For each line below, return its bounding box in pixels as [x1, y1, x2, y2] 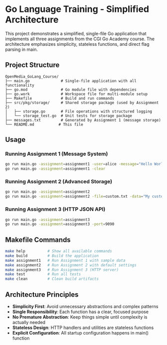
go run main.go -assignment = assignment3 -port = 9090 [5, 222, 114, 227]
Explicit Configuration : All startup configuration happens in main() [12, 330, 149, 336]
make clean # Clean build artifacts [5, 276, 99, 282]
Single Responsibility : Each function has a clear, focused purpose [12, 309, 149, 315]
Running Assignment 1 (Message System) [5, 150, 108, 157]
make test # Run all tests [5, 272, 81, 277]
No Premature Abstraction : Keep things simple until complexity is [12, 314, 148, 320]
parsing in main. [5, 46, 38, 52]
